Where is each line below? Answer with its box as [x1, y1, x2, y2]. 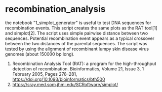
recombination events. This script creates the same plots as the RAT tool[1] [5, 25, 158, 31]
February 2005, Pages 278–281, [12, 71, 78, 77]
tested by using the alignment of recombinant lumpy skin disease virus [5, 46, 149, 52]
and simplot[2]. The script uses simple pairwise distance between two [5, 30, 148, 36]
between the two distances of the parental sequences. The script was [5, 40, 148, 46]
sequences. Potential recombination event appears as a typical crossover [5, 35, 155, 41]
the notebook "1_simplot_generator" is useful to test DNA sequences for [5, 20, 152, 26]
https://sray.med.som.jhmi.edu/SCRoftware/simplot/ [12, 81, 119, 87]
